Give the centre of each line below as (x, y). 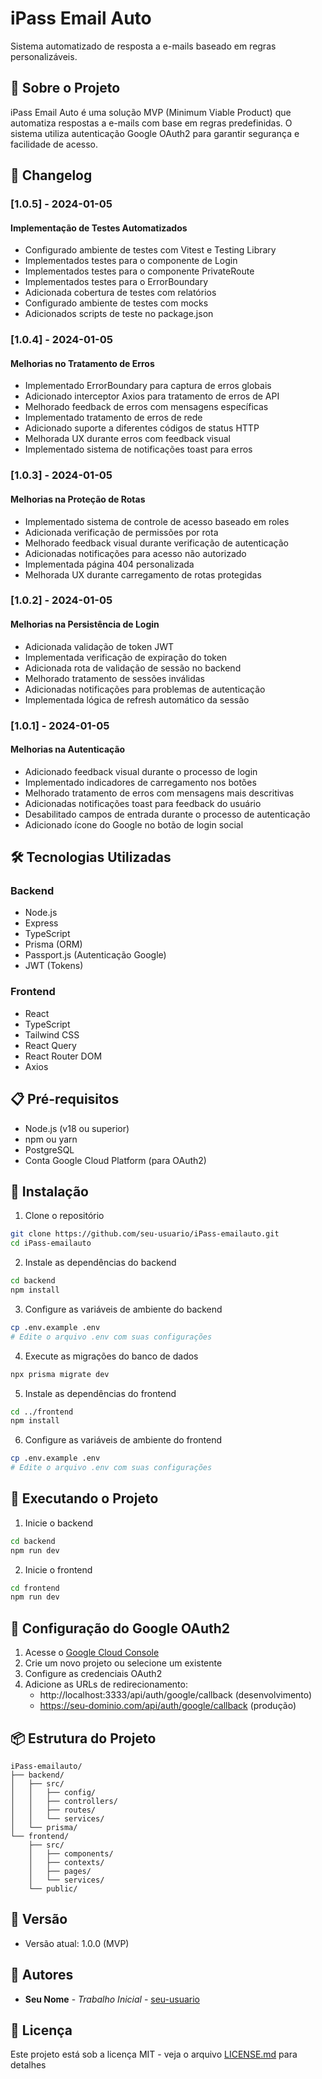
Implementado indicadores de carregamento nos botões (140, 782)
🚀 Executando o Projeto (84, 1498)
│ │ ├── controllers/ (64, 1801)
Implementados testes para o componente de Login (131, 261)
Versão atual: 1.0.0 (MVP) (77, 1943)
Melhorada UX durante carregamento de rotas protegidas (143, 574)
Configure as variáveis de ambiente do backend (123, 1309)
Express (41, 923)
